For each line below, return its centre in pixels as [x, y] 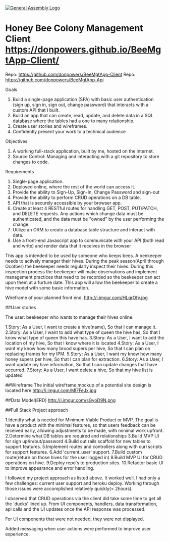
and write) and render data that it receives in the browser [72, 245]
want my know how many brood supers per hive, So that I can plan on [78, 348]
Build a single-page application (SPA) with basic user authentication [83, 99]
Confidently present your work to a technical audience [69, 131]
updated [14, 375]
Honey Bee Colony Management [74, 28]
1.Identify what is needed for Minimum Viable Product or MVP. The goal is [82, 420]
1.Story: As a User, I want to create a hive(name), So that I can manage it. [81, 327]
